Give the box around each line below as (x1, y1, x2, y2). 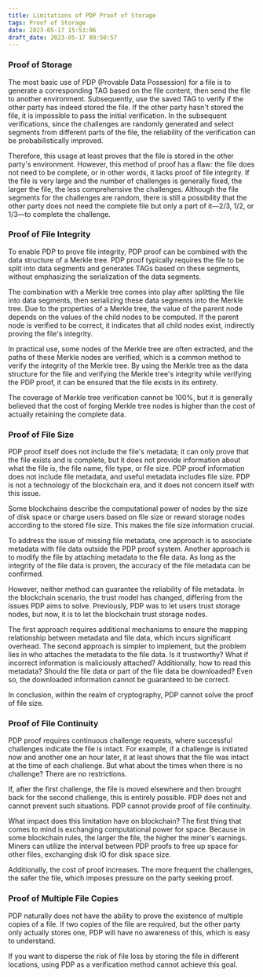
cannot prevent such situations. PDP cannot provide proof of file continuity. (8, 801, 252, 810)
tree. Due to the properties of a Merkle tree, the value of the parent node (8, 303, 243, 313)
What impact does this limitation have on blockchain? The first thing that (8, 817, 242, 826)
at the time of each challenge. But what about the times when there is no (8, 761, 243, 770)
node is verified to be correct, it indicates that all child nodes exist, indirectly (8, 320, 255, 330)
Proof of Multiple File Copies (8, 893, 119, 904)
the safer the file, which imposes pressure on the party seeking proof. (8, 873, 234, 883)
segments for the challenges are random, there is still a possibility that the (8, 193, 247, 202)
